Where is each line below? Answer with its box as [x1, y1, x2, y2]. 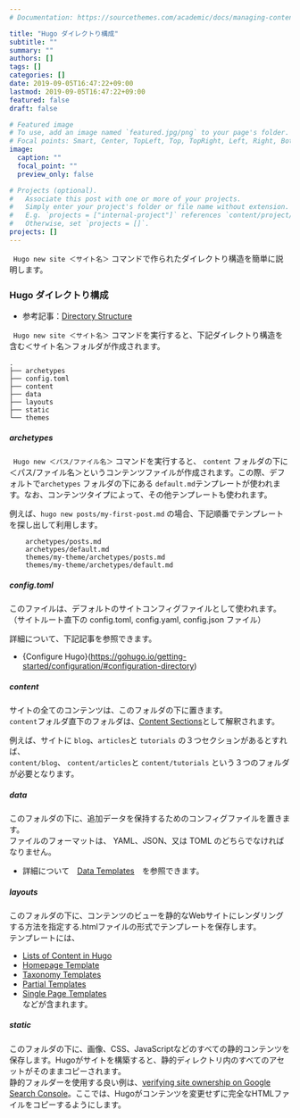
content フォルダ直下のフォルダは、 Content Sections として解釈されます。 [9, 715, 279, 726]
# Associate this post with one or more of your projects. [9, 194, 242, 204]
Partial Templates [21, 979, 87, 989]
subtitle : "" [9, 38, 58, 46]
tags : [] [9, 63, 42, 71]
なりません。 [9, 846, 56, 857]
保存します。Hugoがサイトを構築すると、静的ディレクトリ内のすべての [9, 1055, 270, 1065]
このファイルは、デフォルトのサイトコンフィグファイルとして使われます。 [9, 603, 281, 613]
